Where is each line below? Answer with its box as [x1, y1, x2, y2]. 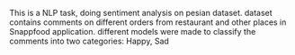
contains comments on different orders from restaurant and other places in [9, 17, 287, 27]
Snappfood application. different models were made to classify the [9, 27, 256, 36]
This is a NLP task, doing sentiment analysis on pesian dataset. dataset [9, 8, 273, 18]
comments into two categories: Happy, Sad [9, 35, 169, 46]
